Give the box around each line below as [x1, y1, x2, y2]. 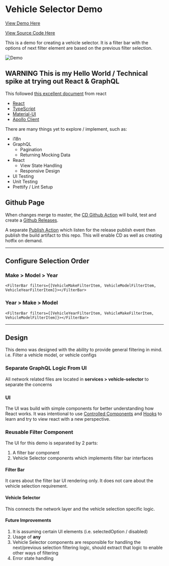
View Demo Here [5, 20, 40, 26]
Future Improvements [5, 517, 51, 523]
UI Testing [12, 173, 34, 179]
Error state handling [12, 555, 54, 561]
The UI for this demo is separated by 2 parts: [5, 440, 98, 446]
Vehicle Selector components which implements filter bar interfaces [12, 455, 153, 461]
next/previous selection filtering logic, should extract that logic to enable [12, 544, 163, 550]
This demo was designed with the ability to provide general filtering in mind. [5, 347, 162, 353]
